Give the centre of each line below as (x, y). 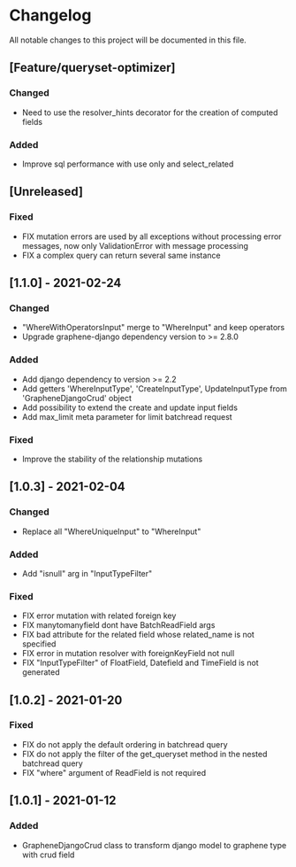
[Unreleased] (46, 192)
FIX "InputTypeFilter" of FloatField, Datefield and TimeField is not (140, 663)
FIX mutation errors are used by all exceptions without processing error (152, 236)
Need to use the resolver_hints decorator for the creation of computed (150, 112)
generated (41, 672)
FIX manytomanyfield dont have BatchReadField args (118, 625)
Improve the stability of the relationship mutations (112, 459)
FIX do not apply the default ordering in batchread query (125, 744)
